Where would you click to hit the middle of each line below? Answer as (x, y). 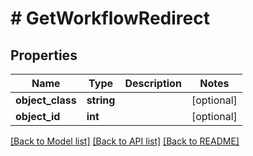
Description (153, 83)
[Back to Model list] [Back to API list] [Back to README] (125, 141)
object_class (46, 100)
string (101, 100)
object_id (38, 116)
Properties (44, 55)
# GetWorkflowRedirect (110, 18)
